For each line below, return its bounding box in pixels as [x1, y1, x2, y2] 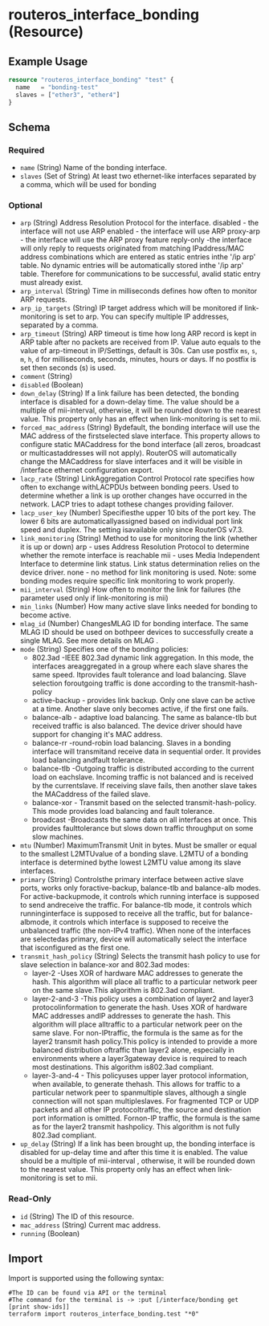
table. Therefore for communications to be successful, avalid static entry [19, 269, 261, 279]
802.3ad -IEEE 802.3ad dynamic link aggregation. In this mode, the [31, 653, 255, 663]
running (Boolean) [19, 1228, 80, 1238]
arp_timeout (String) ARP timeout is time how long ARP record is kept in [19, 329, 257, 339]
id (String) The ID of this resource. [19, 1211, 135, 1221]
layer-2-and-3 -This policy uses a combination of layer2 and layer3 [31, 994, 255, 1004]
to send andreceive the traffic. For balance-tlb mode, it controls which [19, 901, 252, 910]
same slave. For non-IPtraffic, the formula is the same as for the [31, 1028, 243, 1038]
